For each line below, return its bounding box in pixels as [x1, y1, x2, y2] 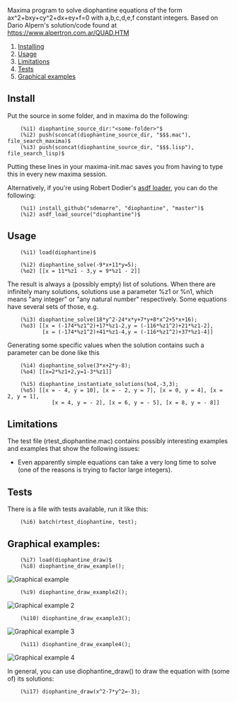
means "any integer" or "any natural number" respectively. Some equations [7, 295, 227, 303]
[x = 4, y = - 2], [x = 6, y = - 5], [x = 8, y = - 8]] [52, 399, 220, 406]
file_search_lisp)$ [7, 150, 65, 157]
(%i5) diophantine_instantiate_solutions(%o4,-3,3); [20, 380, 179, 387]
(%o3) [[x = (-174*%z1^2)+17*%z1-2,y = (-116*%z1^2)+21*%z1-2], [20, 322, 214, 329]
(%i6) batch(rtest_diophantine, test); [20, 519, 138, 526]
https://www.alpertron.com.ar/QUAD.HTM [7, 28, 129, 37]
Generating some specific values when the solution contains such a [7, 341, 204, 349]
